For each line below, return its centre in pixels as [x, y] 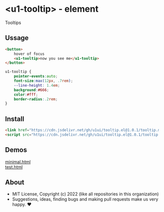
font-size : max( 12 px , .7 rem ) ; [43, 81]
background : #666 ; [31, 90]
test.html [14, 167]
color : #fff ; [26, 94]
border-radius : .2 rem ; [36, 99]
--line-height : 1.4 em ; [37, 85]
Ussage [17, 38]
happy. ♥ [22, 205]
